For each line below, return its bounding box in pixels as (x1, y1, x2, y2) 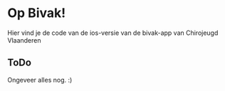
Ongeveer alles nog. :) (7, 75, 73, 84)
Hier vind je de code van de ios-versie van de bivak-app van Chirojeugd (7, 28, 219, 37)
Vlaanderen (7, 36, 41, 44)
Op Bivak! (7, 5, 66, 21)
